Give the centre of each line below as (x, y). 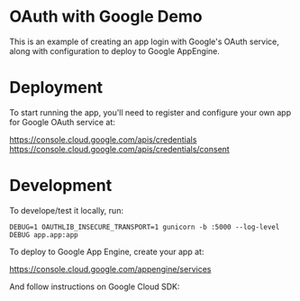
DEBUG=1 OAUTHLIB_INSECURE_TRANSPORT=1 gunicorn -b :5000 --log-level (145, 227)
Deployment (56, 88)
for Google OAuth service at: (62, 122)
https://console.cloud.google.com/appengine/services (110, 269)
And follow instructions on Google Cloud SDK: (95, 287)
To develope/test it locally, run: (67, 210)
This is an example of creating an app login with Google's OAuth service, (144, 41)
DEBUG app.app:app (44, 235)
